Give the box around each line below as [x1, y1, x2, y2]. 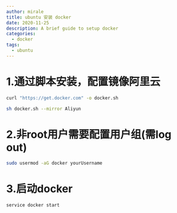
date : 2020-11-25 [6, 20, 49, 26]
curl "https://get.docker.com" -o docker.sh [6, 95, 119, 101]
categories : [6, 31, 36, 37]
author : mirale [6, 8, 44, 15]
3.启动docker [6, 182, 73, 196]
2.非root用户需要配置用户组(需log [6, 127, 172, 141]
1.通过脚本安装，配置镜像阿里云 [6, 75, 161, 88]
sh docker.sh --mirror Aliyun [6, 105, 82, 112]
